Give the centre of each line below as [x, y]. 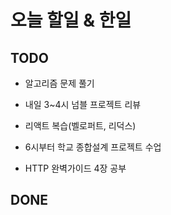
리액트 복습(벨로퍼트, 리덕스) [80, 125]
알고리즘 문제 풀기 [59, 83]
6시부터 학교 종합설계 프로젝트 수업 [93, 147]
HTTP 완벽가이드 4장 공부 [75, 168]
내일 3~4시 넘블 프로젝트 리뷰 [83, 104]
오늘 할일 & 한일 [71, 20]
